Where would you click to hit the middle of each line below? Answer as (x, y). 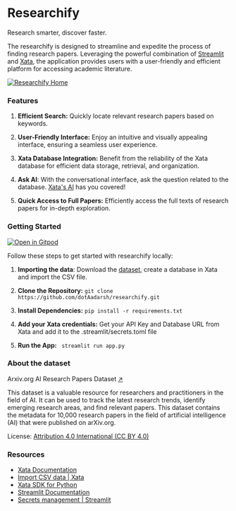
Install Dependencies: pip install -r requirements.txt (100, 310)
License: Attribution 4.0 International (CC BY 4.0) (78, 436)
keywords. (32, 124)
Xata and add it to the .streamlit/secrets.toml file (87, 331)
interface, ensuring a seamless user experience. (87, 145)
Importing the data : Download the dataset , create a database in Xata (118, 269)
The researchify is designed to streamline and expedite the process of (109, 46)
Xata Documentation (47, 470)
